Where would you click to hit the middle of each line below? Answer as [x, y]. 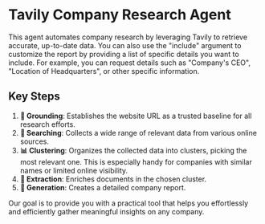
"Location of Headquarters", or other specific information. [104, 71]
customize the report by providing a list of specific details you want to [124, 54]
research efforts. [48, 124]
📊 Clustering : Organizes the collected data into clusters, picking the [133, 150]
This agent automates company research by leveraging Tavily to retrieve [128, 37]
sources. [35, 141]
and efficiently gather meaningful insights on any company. [106, 211]
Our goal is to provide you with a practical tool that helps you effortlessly [128, 203]
